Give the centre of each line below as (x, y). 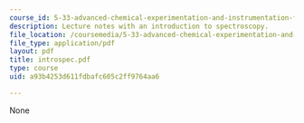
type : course (34, 69)
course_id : (30, 18)
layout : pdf (32, 52)
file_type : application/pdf (62, 43)
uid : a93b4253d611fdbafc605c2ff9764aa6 (85, 77)
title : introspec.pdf (50, 60)
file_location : (38, 34)
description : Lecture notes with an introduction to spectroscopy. (139, 26)
